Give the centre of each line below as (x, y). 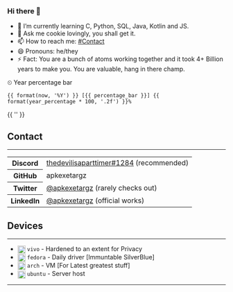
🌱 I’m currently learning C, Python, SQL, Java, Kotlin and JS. (103, 26)
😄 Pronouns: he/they (48, 51)
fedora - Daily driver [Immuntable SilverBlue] (90, 257)
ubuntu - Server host (56, 274)
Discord (25, 164)
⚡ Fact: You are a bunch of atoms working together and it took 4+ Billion (120, 59)
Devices (25, 226)
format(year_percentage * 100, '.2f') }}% (69, 102)
